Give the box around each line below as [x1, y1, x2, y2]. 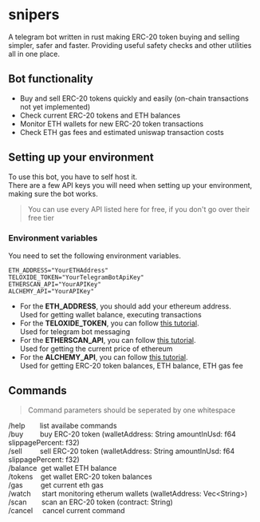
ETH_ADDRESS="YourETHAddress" [8, 266, 109, 274]
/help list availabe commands [8, 420, 117, 430]
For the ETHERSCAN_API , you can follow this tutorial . [19, 335, 196, 345]
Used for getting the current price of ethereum [19, 344, 173, 353]
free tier [27, 213, 54, 222]
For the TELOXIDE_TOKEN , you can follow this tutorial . [19, 318, 199, 328]
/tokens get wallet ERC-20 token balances [8, 472, 153, 481]
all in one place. [8, 49, 60, 58]
